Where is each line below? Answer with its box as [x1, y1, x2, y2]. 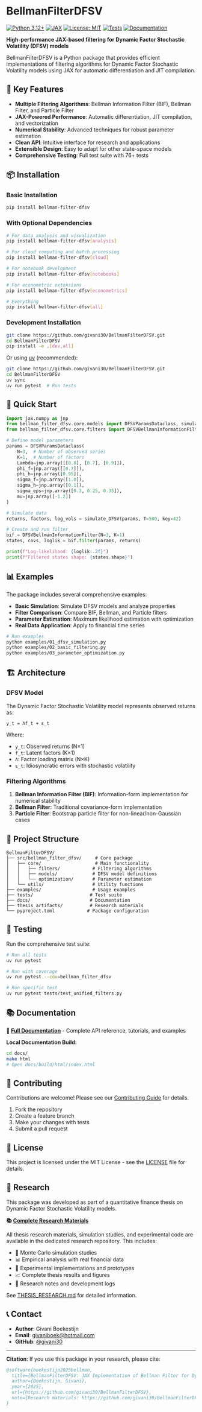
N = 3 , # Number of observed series [17, 448, 106, 455]
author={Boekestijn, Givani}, [11, 1378, 87, 1384]
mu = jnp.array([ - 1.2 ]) [17, 493, 71, 499]
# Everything [6, 299, 39, 305]
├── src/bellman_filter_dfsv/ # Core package [6, 855, 133, 861]
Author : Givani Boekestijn [14, 1325, 79, 1332]
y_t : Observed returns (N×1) [14, 742, 85, 750]
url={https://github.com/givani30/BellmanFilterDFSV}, [11, 1389, 152, 1396]
